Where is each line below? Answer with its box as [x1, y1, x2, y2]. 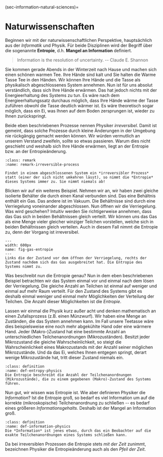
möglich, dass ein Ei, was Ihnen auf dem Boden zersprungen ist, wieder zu [5, 108, 155, 114]
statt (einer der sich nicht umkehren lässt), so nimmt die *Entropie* [5, 175, 153, 180]
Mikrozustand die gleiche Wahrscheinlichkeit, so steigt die [5, 339, 122, 345]
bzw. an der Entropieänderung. [5, 148, 67, 154]
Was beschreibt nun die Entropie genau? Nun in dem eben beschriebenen [5, 272, 153, 278]
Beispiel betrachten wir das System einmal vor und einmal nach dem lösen [5, 278, 154, 284]
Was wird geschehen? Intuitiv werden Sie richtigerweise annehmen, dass [5, 208, 152, 214]
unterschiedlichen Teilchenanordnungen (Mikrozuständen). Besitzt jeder [5, 334, 150, 340]
